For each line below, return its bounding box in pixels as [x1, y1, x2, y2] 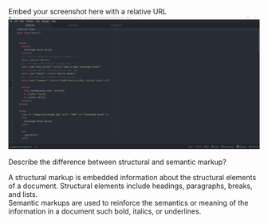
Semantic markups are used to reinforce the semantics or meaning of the [8, 198, 249, 207]
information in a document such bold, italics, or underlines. [8, 206, 202, 216]
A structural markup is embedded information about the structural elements [8, 172, 257, 182]
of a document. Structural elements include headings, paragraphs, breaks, [8, 181, 253, 191]
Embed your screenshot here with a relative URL [8, 7, 167, 16]
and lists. [8, 189, 38, 198]
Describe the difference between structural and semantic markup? [8, 157, 227, 167]
